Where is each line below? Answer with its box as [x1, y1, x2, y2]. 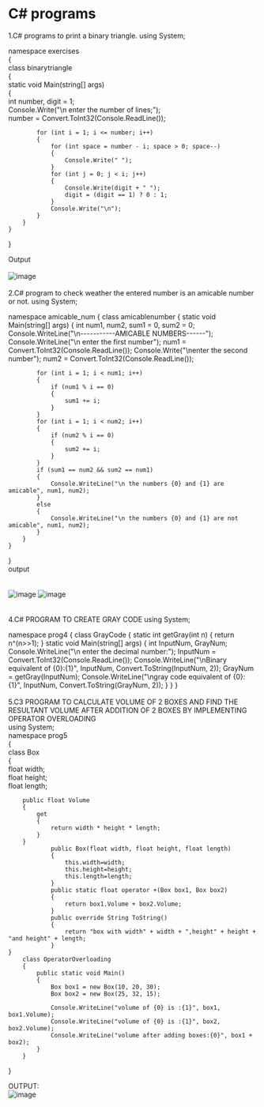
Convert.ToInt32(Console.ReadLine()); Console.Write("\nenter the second [8, 345, 248, 355]
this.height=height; [64, 865, 133, 873]
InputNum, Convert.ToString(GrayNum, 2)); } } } [23, 680, 179, 690]
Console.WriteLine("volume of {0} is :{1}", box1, [50, 1003, 221, 1011]
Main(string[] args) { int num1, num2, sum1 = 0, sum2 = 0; [8, 320, 195, 329]
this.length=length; [64, 872, 133, 880]
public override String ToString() [50, 913, 168, 921]
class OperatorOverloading [22, 955, 111, 963]
